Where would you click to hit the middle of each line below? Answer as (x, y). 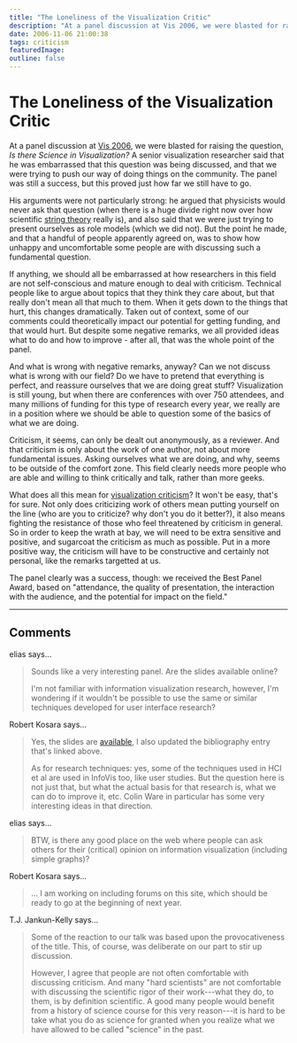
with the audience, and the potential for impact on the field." (118, 596)
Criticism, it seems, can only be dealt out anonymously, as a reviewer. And (145, 440)
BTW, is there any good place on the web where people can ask (147, 840)
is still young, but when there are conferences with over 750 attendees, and (147, 394)
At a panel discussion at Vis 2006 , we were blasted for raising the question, (147, 145)
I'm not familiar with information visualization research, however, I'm (155, 688)
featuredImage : (37, 50)
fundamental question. (50, 257)
